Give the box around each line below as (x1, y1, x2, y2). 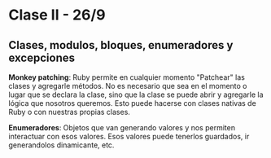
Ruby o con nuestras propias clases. (8, 108, 130, 116)
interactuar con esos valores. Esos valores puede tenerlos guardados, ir (8, 132, 250, 141)
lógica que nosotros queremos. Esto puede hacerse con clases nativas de (8, 99, 256, 108)
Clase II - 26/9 (8, 6, 106, 24)
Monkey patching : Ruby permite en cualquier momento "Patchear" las (8, 72, 246, 82)
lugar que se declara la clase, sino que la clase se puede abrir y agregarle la (8, 90, 264, 99)
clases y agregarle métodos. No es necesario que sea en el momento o (8, 81, 247, 90)
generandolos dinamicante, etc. (8, 140, 115, 150)
